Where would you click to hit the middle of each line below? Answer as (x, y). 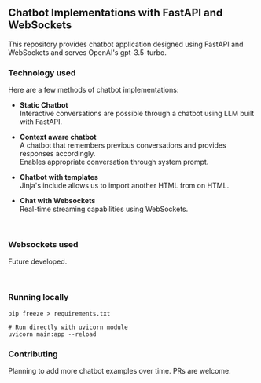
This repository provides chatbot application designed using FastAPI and (126, 44)
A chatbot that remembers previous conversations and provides (123, 145)
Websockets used (43, 245)
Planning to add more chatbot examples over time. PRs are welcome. (120, 371)
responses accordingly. (57, 154)
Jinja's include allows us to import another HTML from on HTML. (124, 186)
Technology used (42, 72)
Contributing (33, 354)
